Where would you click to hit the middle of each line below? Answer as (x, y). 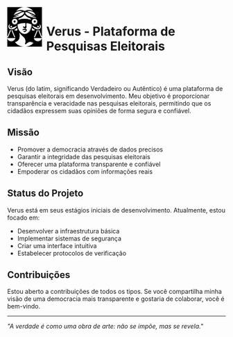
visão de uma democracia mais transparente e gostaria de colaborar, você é (116, 299)
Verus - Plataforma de (111, 32)
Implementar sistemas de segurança (69, 238)
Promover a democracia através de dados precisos (90, 149)
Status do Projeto (45, 194)
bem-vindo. (24, 306)
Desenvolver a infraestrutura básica (68, 231)
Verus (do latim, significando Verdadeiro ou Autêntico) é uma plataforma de (115, 89)
